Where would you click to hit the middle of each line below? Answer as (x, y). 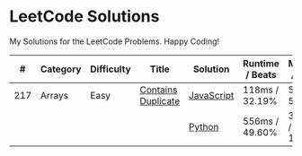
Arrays (54, 95)
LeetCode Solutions (84, 17)
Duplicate (160, 100)
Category (61, 69)
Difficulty (111, 69)
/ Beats (261, 74)
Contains (159, 90)
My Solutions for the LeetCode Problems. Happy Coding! (115, 41)
